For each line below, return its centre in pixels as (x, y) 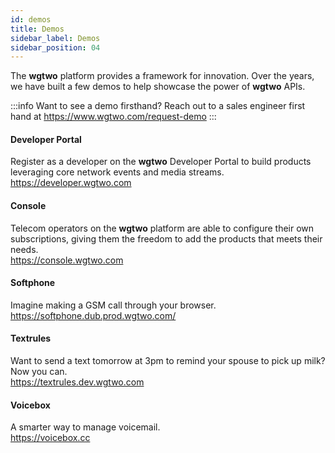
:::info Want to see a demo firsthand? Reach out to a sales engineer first (158, 106)
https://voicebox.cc (50, 438)
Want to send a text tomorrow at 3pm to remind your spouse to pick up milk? (168, 361)
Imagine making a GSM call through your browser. (113, 305)
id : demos (31, 19)
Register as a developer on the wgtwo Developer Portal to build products (161, 162)
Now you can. (39, 372)
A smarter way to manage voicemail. (85, 427)
